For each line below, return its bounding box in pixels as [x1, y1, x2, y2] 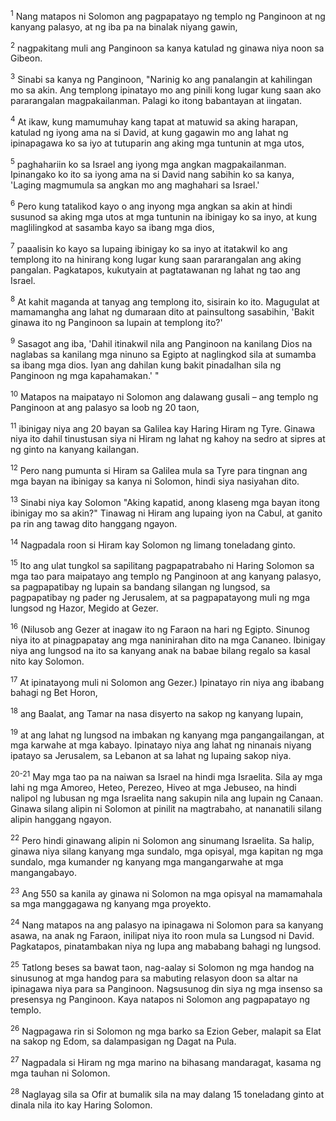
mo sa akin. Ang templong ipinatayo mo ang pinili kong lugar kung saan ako [10, 84, 322, 96]
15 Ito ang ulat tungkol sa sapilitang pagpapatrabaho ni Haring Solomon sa [10, 558, 315, 571]
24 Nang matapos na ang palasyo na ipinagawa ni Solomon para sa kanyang [10, 917, 324, 931]
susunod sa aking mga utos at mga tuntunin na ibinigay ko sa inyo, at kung [10, 210, 318, 223]
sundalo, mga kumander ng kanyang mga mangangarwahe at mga [10, 855, 284, 868]
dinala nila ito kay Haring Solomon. [10, 1099, 153, 1111]
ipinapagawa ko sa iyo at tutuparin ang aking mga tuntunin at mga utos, [10, 137, 305, 149]
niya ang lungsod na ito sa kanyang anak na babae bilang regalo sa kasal [10, 644, 311, 656]
